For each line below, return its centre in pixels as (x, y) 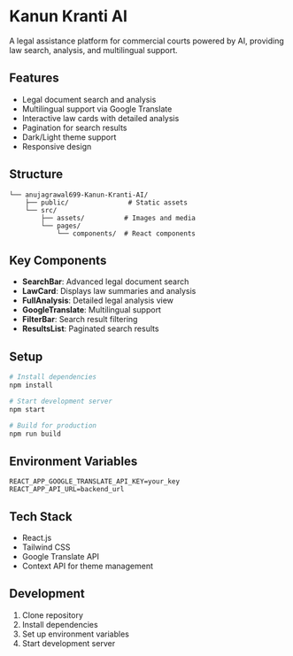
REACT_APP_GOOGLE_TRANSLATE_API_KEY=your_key (94, 482)
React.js (37, 538)
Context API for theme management (87, 566)
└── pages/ (61, 226)
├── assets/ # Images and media (119, 218)
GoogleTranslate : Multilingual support (92, 310)
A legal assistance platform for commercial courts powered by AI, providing (147, 41)
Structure (36, 174)
